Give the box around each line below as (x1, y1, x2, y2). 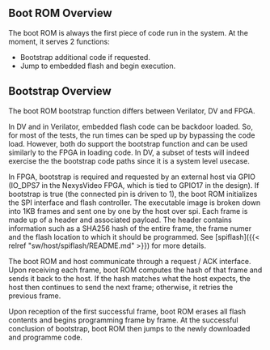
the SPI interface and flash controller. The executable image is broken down (8, 198, 261, 207)
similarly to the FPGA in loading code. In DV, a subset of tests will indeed (8, 147, 250, 157)
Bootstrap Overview (8, 84, 112, 98)
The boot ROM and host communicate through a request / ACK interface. (8, 256, 252, 266)
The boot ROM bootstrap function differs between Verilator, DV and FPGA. (8, 105, 255, 116)
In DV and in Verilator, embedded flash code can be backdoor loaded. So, (8, 122, 253, 131)
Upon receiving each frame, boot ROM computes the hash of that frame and (8, 265, 263, 275)
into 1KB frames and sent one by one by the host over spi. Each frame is (8, 206, 248, 216)
